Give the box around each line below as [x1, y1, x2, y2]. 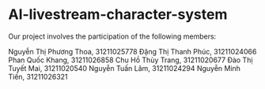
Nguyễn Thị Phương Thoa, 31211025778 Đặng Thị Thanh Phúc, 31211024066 [8, 46, 257, 56]
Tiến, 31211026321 [8, 72, 69, 81]
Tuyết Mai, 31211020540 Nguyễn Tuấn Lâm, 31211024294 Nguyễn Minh [8, 63, 241, 72]
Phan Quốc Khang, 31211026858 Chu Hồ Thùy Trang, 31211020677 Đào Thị [8, 55, 253, 65]
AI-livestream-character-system [8, 6, 228, 24]
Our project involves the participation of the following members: [8, 32, 217, 41]
